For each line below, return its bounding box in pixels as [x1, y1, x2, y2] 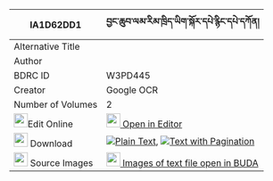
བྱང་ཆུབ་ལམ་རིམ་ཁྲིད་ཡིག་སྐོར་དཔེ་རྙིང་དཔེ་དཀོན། [105, 15, 261, 28]
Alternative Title [13, 40, 80, 53]
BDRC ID [13, 70, 51, 81]
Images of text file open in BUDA [122, 157, 259, 169]
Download [29, 137, 73, 150]
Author [13, 55, 43, 67]
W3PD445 [105, 70, 151, 81]
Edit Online [28, 118, 74, 130]
